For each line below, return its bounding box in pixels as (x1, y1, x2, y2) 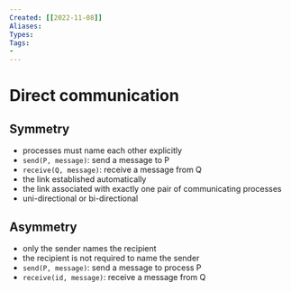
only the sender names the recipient (22, 242, 157, 253)
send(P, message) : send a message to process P (22, 262, 202, 273)
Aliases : (9, 22, 42, 31)
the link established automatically (22, 174, 147, 185)
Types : (9, 30, 34, 39)
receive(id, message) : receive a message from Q (22, 271, 206, 282)
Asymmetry (9, 219, 77, 234)
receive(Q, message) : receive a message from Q (22, 164, 203, 176)
